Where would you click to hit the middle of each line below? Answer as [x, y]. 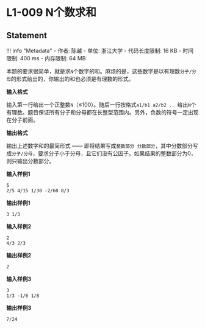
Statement [27, 35]
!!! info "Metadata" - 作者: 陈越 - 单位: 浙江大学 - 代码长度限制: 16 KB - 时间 [100, 51]
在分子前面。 [22, 120]
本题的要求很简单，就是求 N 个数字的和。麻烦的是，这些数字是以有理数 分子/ [99, 71]
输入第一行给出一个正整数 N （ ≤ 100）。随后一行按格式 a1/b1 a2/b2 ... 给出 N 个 [101, 105]
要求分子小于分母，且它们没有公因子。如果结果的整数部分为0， [117, 153]
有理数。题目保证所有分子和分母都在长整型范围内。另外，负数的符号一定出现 [103, 112]
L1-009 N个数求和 [51, 12]
